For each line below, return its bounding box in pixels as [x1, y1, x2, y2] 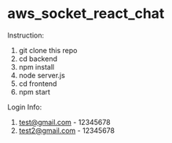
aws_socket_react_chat [7, 5, 165, 23]
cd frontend [18, 79, 57, 88]
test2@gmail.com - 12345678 [18, 126, 115, 135]
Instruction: [7, 30, 45, 40]
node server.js [18, 70, 66, 80]
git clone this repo [18, 45, 78, 55]
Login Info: [7, 102, 42, 112]
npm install [18, 62, 55, 71]
